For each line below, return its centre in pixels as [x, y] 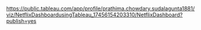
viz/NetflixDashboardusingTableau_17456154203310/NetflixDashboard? [94, 15]
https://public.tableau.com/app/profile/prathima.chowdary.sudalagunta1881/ [100, 9]
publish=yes [21, 21]
